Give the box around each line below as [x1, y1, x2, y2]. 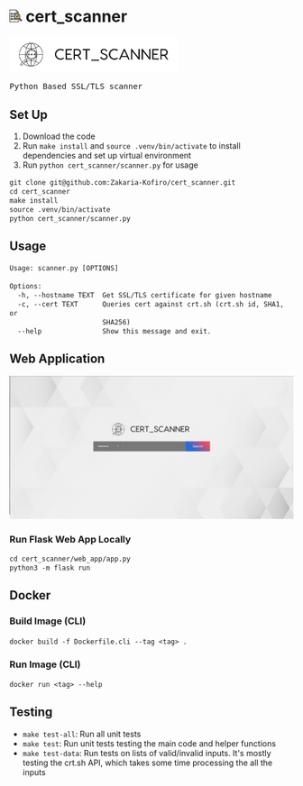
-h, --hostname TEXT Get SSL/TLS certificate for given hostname [17, 290, 272, 299]
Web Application [9, 352, 106, 367]
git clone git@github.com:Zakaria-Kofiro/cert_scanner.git [9, 178, 236, 187]
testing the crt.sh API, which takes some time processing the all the [22, 757, 273, 768]
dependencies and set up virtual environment [22, 151, 192, 161]
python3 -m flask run [9, 563, 91, 572]
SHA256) [102, 317, 131, 326]
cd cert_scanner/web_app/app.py [9, 554, 131, 563]
